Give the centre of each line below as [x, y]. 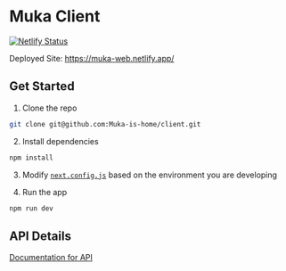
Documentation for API [51, 258]
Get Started [42, 86]
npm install [31, 158]
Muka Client [55, 16]
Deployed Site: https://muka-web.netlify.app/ [92, 58]
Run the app [45, 192]
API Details [40, 236]
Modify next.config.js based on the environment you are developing [150, 175]
